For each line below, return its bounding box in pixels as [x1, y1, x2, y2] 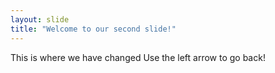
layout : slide [10, 14, 70, 25]
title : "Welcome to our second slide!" [10, 24, 177, 34]
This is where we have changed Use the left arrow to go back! [10, 51, 266, 63]
